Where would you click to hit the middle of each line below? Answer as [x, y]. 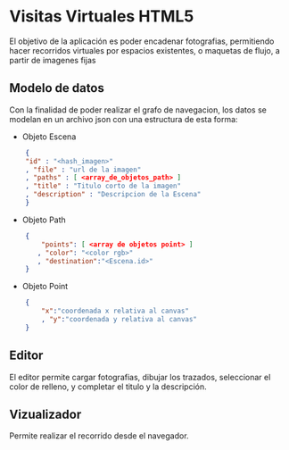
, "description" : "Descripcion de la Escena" [113, 195]
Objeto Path [44, 220]
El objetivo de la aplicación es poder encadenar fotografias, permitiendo [142, 41]
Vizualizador [45, 414]
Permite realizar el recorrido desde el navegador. [99, 436]
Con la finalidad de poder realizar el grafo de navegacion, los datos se [138, 110]
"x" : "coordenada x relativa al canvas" [116, 311]
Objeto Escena [49, 137]
